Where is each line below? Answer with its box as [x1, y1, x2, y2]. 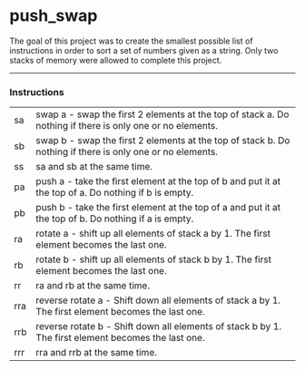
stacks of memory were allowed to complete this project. [9, 54, 222, 65]
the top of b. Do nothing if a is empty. [35, 212, 194, 225]
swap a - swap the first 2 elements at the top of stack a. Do [35, 108, 290, 121]
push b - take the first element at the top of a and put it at [35, 201, 281, 214]
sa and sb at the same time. [35, 161, 152, 173]
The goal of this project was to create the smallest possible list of [9, 35, 253, 46]
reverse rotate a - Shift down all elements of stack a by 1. [35, 294, 281, 307]
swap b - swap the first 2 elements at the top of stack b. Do [35, 134, 290, 147]
